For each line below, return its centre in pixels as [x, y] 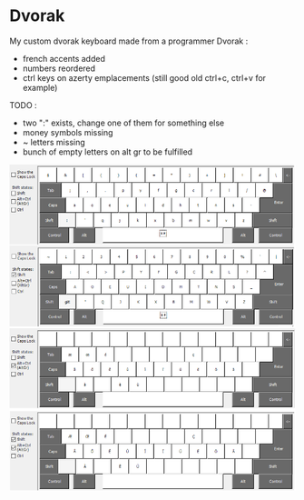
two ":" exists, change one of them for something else [123, 123]
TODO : [24, 105]
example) [40, 87]
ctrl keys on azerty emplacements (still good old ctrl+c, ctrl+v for [144, 77]
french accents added [64, 58]
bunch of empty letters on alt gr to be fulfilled [108, 152]
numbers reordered [59, 68]
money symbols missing [68, 132]
